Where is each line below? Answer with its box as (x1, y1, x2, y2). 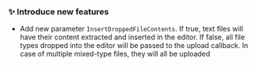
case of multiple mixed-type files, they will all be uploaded (19, 49, 211, 59)
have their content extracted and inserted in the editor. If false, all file (19, 32, 246, 42)
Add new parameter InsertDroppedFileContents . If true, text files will (19, 24, 243, 34)
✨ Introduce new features (8, 6, 109, 17)
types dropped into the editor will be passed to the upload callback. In (19, 41, 249, 50)
